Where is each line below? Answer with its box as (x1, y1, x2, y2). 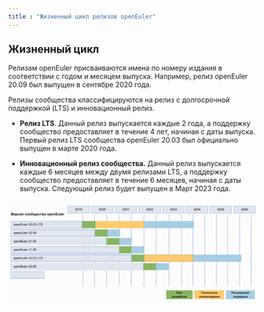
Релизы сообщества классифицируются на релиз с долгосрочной (8, 95, 230, 105)
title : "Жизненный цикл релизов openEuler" (8, 13, 156, 20)
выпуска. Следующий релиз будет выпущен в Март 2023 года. (19, 184, 231, 194)
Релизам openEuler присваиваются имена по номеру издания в (8, 63, 222, 73)
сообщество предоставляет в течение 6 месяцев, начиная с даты (19, 176, 242, 185)
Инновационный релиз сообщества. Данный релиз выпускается (19, 159, 241, 169)
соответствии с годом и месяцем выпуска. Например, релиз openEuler (8, 71, 248, 82)
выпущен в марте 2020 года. (19, 143, 117, 153)
